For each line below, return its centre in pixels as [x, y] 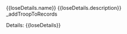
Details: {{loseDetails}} [34, 25]
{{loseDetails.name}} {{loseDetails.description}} [64, 8]
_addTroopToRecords [32, 14]
